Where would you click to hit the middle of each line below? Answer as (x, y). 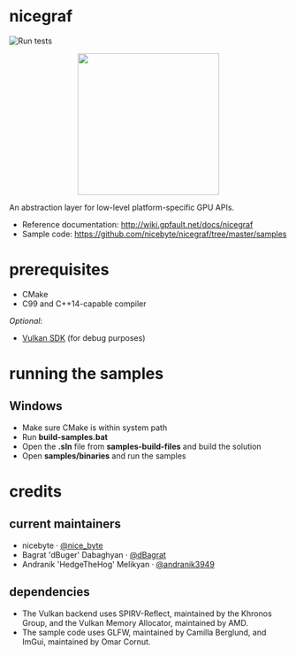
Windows (36, 406)
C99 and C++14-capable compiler (84, 304)
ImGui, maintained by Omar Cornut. (86, 641)
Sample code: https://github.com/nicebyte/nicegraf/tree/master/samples (154, 234)
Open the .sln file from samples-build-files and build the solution (142, 446)
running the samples (87, 374)
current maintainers (65, 524)
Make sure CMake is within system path (95, 428)
